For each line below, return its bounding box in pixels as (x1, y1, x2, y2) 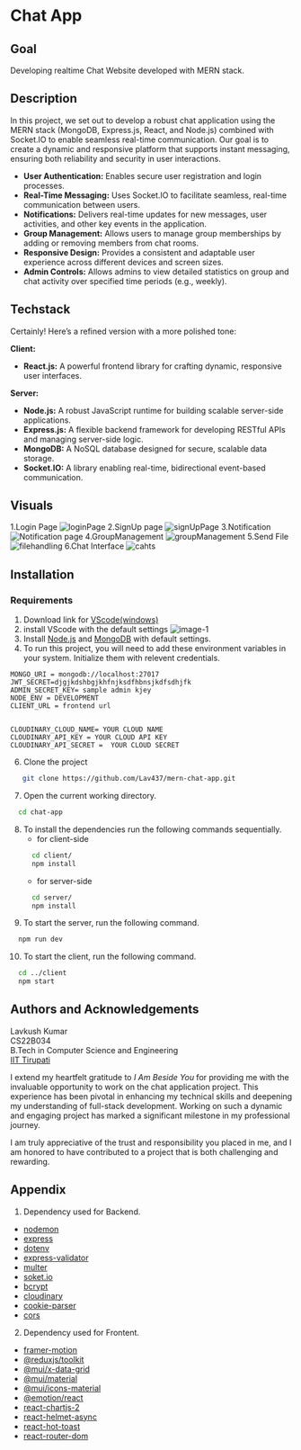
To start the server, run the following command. (22, 917, 200, 928)
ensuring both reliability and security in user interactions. (10, 153, 221, 164)
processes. (22, 180, 66, 191)
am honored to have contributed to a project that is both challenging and (10, 1146, 279, 1157)
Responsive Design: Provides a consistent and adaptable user (22, 246, 255, 257)
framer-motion (22, 1344, 77, 1355)
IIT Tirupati (10, 1054, 51, 1065)
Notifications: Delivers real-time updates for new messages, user (22, 209, 268, 219)
